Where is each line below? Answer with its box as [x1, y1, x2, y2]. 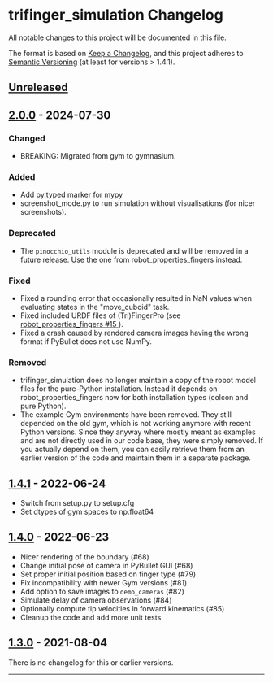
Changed [8, 133, 46, 144]
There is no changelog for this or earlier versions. [8, 657, 174, 668]
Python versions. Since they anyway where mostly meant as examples [19, 427, 256, 437]
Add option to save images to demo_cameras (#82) [19, 586, 185, 596]
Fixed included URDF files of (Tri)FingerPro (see [19, 311, 181, 320]
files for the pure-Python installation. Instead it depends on [19, 384, 218, 394]
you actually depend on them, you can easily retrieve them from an [19, 445, 245, 455]
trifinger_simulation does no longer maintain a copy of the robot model [19, 376, 257, 385]
